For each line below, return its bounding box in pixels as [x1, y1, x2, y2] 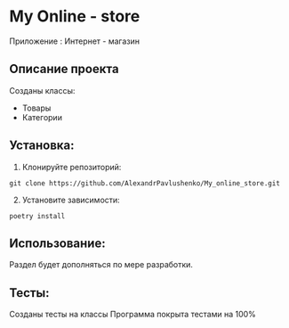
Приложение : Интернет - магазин [9, 36, 140, 46]
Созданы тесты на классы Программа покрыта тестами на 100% [9, 309, 256, 320]
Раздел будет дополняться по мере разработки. [9, 259, 194, 270]
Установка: [9, 138, 75, 153]
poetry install [9, 211, 66, 220]
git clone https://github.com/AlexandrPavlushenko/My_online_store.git [9, 178, 280, 188]
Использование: [9, 235, 106, 250]
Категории [21, 111, 62, 122]
